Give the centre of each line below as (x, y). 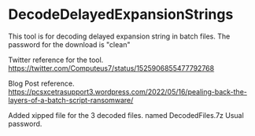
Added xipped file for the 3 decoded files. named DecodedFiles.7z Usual (126, 115)
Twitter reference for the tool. (56, 60)
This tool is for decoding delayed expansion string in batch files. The (119, 36)
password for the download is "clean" (69, 44)
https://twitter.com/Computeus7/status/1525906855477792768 (111, 68)
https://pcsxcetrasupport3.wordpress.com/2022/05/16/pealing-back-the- (128, 91)
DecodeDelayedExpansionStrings (121, 15)
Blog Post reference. (41, 83)
